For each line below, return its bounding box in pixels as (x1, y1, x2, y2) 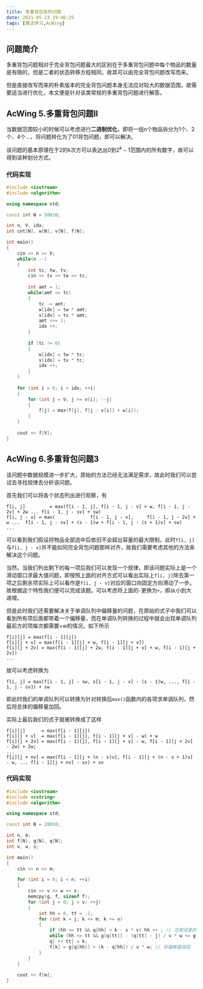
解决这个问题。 (6, 551, 43, 559)
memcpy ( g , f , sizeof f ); (28, 894, 91, 900)
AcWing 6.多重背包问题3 (6, 454, 99, 464)
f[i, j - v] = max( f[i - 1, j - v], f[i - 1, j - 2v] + (6, 514, 196, 520)
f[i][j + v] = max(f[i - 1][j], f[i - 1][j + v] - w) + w (6, 733, 158, 739)
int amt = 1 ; (28, 284, 61, 290)
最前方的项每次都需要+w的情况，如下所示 (6, 622, 110, 629)
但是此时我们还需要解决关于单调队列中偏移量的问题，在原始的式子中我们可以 (6, 607, 197, 614)
